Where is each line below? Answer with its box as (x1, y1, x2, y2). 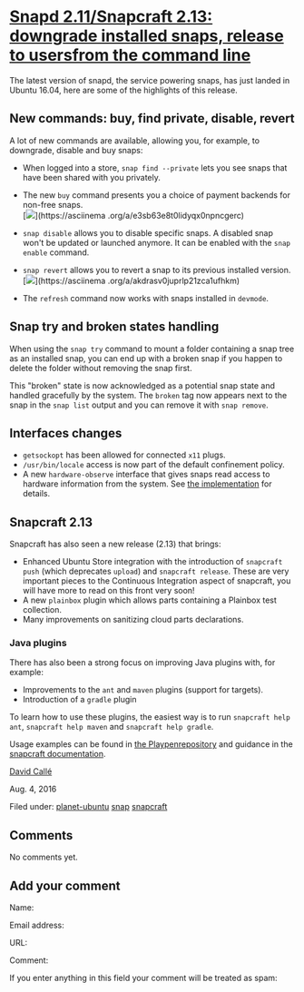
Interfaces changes (9, 425, 123, 441)
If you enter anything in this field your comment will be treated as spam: (9, 973, 279, 984)
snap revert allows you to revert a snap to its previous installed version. (22, 264, 291, 275)
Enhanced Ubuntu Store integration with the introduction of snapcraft (22, 556, 283, 567)
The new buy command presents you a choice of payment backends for (22, 189, 290, 201)
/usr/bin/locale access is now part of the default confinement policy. (22, 459, 286, 470)
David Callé (9, 766, 53, 777)
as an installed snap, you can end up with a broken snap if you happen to (9, 352, 283, 364)
